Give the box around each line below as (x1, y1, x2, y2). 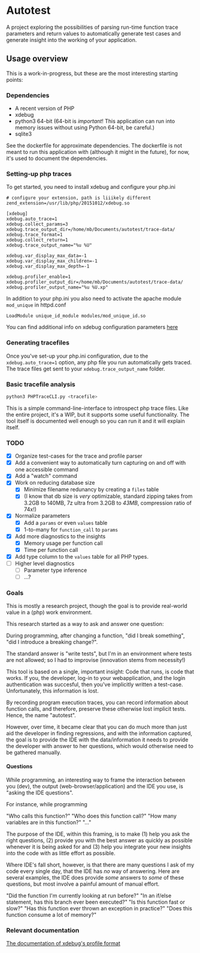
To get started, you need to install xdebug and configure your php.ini (6, 183, 175, 191)
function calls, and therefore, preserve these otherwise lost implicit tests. (6, 705, 187, 712)
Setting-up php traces (6, 170, 72, 178)
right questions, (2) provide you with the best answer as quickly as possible (6, 836, 193, 844)
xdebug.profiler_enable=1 (6, 274, 71, 280)
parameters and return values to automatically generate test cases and (6, 29, 181, 37)
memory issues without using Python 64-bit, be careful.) (14, 124, 154, 131)
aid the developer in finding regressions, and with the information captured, (6, 730, 193, 737)
